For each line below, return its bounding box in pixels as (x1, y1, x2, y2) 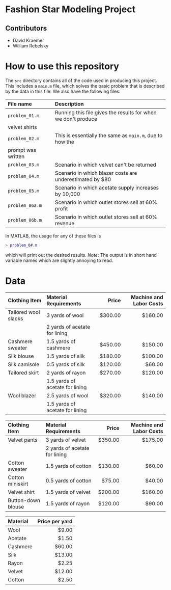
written (8, 153, 25, 160)
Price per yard (37, 518, 73, 525)
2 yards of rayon (46, 369, 86, 376)
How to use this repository (5, 61, 120, 72)
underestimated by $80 (55, 176, 111, 183)
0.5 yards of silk (46, 361, 85, 368)
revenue (55, 220, 75, 227)
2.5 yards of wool (46, 392, 89, 399)
